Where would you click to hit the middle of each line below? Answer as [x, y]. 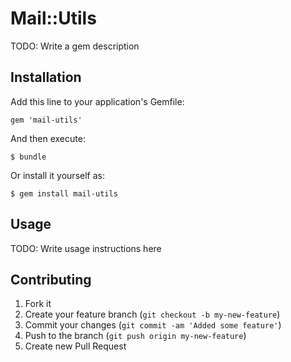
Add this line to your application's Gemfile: [97, 101]
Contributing [51, 279]
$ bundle [28, 157]
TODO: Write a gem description [75, 46]
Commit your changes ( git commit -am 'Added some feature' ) [153, 325]
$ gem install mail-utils [64, 193]
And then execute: [48, 138]
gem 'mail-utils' [46, 120]
